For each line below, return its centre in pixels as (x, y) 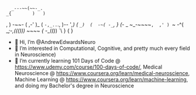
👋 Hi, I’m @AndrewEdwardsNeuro (55, 42)
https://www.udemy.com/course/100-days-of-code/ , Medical (88, 67)
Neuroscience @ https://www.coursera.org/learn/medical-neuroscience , (102, 73)
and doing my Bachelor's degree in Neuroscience (74, 86)
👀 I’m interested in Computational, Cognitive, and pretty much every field (102, 48)
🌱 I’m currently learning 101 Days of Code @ (68, 61)
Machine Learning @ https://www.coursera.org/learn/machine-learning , (101, 79)
